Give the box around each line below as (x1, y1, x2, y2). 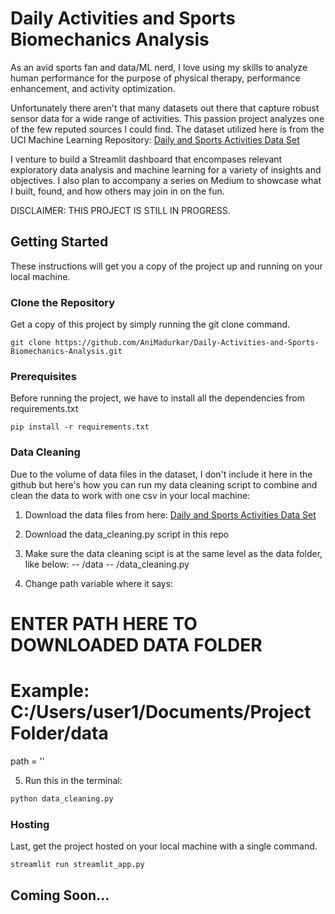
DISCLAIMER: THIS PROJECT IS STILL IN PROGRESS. (10, 204, 231, 216)
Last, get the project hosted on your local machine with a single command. (10, 840, 318, 852)
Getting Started (10, 233, 109, 251)
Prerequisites (10, 369, 77, 383)
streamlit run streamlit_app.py (10, 859, 145, 869)
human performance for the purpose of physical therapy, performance (10, 72, 301, 84)
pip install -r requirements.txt (10, 422, 150, 432)
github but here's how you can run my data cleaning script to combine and (10, 478, 318, 491)
